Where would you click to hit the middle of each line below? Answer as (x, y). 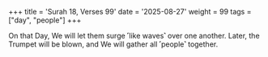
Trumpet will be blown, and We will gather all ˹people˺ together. (113, 44)
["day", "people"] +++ (45, 20)
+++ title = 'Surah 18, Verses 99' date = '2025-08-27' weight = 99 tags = (130, 12)
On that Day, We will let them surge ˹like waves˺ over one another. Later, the (134, 36)
